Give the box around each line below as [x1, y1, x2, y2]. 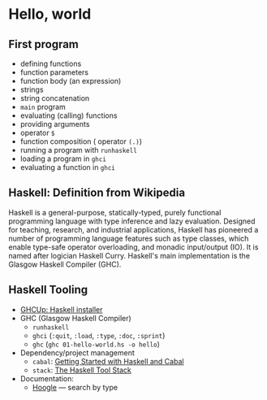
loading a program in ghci [19, 154, 107, 163]
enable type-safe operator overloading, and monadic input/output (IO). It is [8, 241, 259, 252]
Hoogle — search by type [32, 382, 118, 392]
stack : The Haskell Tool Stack [32, 365, 131, 375]
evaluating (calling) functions [19, 111, 118, 120]
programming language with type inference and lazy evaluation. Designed [8, 216, 256, 226]
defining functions [19, 59, 82, 68]
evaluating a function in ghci [19, 163, 115, 172]
